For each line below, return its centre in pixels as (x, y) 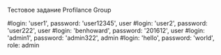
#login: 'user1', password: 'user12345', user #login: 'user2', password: (107, 23)
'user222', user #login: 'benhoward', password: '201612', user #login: (106, 31)
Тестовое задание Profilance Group (59, 10)
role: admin (23, 45)
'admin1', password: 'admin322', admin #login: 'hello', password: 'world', (111, 38)
